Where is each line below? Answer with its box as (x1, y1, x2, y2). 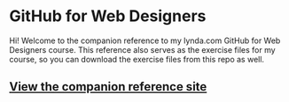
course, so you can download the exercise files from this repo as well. (9, 54, 264, 64)
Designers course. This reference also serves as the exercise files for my (9, 44, 277, 55)
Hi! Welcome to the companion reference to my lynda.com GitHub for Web (9, 35, 281, 46)
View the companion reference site (9, 79, 207, 94)
